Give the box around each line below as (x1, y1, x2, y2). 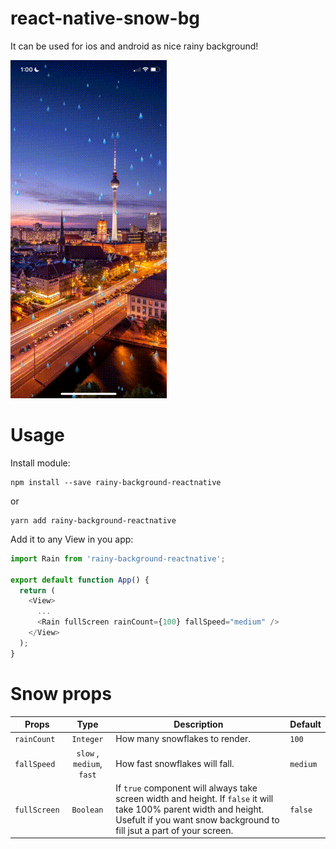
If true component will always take (115, 782, 258, 794)
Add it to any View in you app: (10, 533, 134, 545)
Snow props (10, 682, 112, 705)
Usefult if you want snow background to (115, 813, 280, 826)
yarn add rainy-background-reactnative (10, 515, 177, 526)
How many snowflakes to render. (115, 733, 252, 745)
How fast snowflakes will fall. (115, 757, 235, 769)
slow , (76, 747, 100, 759)
